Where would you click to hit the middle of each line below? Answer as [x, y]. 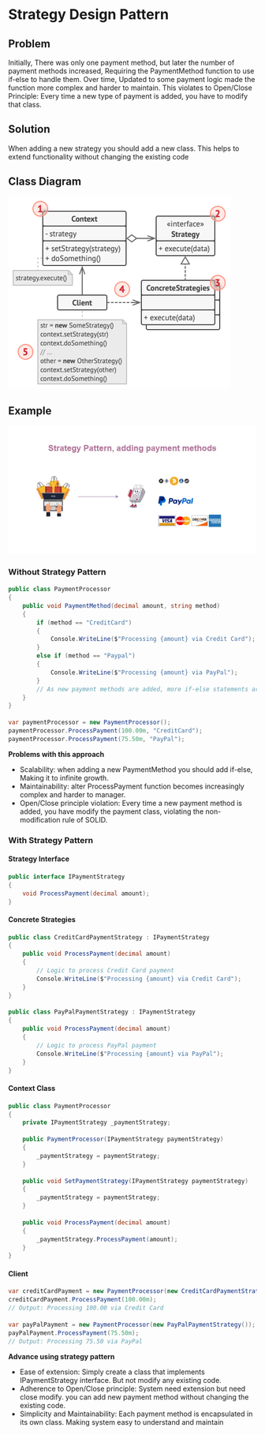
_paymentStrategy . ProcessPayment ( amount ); [107, 1239]
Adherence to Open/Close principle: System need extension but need [132, 1388]
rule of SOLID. [85, 819]
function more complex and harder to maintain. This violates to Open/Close [130, 88]
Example [30, 411]
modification [40, 819]
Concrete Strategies [42, 919]
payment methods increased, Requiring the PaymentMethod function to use [131, 71]
